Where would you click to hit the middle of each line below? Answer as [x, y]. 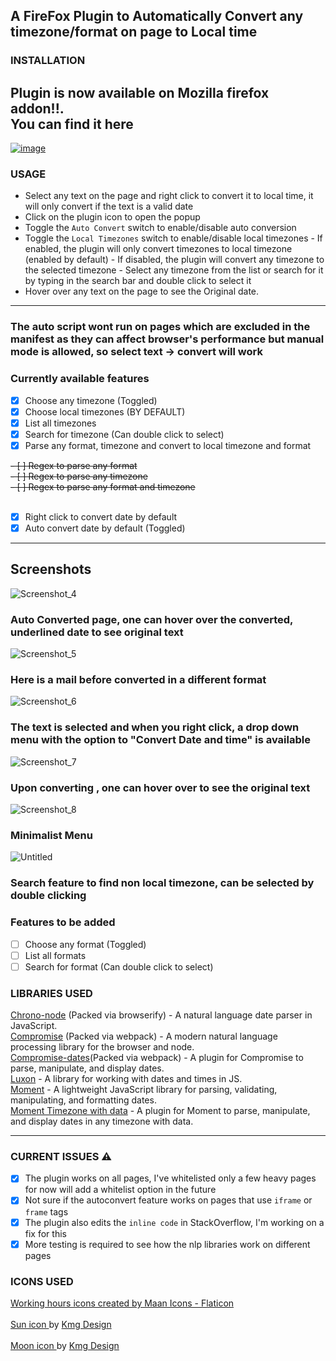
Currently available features [80, 379]
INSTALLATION [48, 61]
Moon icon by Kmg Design [65, 1345]
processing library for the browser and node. [102, 1047]
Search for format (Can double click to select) [119, 966]
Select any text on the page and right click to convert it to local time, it [169, 196]
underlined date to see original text [97, 632]
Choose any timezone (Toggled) [91, 400]
